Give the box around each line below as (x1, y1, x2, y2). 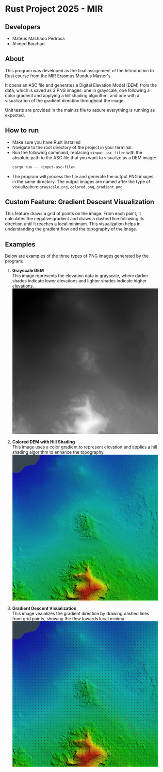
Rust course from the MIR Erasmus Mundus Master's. (5, 73, 112, 79)
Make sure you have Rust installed (12, 139, 81, 145)
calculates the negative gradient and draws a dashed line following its (5, 216, 145, 222)
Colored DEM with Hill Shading (12, 439, 75, 445)
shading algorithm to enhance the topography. (12, 449, 105, 455)
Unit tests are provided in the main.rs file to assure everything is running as (5, 107, 155, 113)
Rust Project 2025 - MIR (5, 3, 103, 15)
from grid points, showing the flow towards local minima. (12, 615, 126, 622)
